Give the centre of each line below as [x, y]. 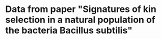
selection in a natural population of [80, 20]
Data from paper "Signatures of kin [81, 9]
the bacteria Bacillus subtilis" [69, 30]
